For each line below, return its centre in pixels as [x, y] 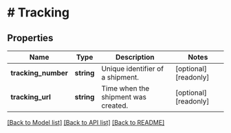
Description [135, 57]
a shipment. [120, 77]
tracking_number [40, 73]
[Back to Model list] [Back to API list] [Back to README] [86, 122]
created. [115, 106]
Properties [30, 38]
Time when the [125, 88]
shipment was [124, 97]
